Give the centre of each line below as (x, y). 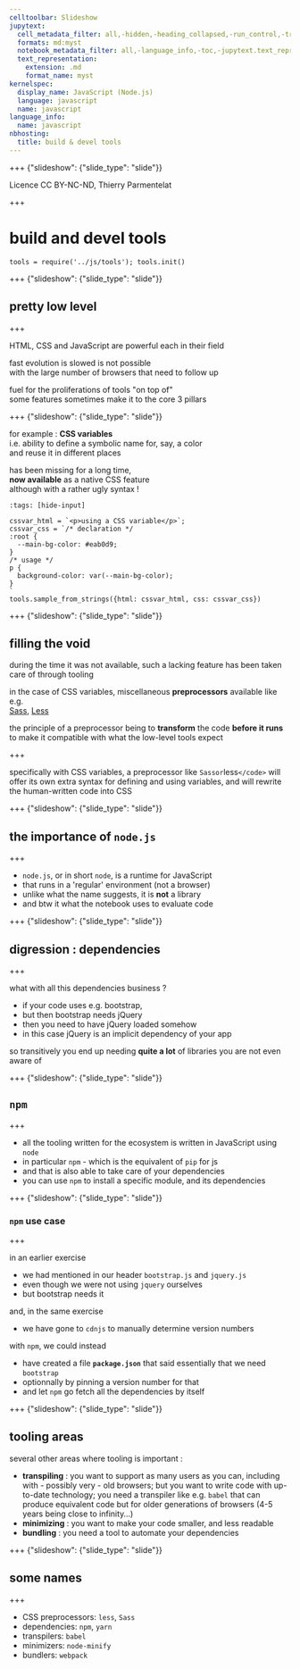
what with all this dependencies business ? (88, 988)
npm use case (37, 1221)
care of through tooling (51, 674)
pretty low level (53, 307)
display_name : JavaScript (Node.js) (85, 92)
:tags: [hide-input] (48, 505)
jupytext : (28, 26)
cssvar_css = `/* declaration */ (71, 529)
